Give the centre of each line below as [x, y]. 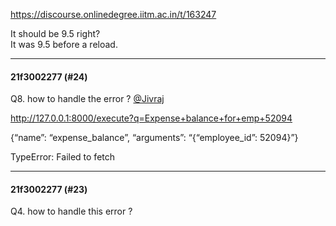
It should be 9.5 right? [55, 33]
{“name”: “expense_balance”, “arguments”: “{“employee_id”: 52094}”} [154, 138]
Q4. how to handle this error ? [71, 211]
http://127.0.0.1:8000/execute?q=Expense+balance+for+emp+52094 [151, 118]
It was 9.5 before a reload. [64, 44]
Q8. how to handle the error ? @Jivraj [87, 99]
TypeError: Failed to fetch [63, 157]
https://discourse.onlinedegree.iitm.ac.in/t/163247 [113, 14]
